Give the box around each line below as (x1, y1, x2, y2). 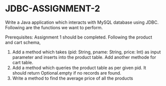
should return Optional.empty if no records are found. (12, 70, 122, 76)
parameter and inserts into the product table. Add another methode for (12, 54, 157, 60)
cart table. (12, 59, 34, 65)
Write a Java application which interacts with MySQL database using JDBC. (5, 19, 159, 25)
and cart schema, (5, 39, 41, 45)
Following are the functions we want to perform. (5, 24, 103, 30)
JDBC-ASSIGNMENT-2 (5, 3, 100, 14)
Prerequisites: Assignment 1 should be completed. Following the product (5, 34, 152, 40)
